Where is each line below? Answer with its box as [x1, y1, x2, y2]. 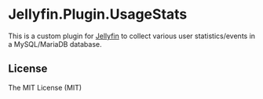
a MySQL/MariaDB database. [8, 39, 102, 48]
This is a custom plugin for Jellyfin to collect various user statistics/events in [8, 31, 256, 41]
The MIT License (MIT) [8, 83, 82, 92]
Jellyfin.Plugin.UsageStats [8, 5, 188, 23]
